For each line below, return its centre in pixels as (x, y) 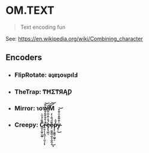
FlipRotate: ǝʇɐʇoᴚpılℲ (46, 75)
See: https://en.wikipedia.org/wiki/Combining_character (74, 38)
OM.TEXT (30, 10)
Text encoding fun (43, 27)
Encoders (24, 58)
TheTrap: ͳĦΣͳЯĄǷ (43, 92)
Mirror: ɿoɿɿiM (34, 109)
